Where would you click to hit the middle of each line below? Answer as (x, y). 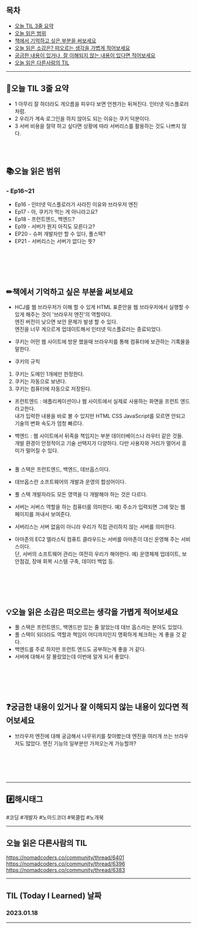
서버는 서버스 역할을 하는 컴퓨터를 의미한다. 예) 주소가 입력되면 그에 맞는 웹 (100, 507)
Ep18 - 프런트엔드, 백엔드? (45, 219)
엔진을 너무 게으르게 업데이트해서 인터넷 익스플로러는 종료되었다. (88, 329)
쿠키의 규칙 (27, 361)
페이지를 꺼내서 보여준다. (43, 515)
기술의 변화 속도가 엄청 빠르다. (49, 423)
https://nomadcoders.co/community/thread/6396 (66, 864)
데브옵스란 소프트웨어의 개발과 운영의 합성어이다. (70, 482)
